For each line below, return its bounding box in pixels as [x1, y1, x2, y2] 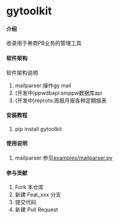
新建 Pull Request [14, 206, 58, 214]
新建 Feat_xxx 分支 [14, 191, 61, 199]
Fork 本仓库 [14, 184, 44, 191]
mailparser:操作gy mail [14, 82, 72, 89]
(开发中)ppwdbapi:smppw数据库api [14, 89, 103, 97]
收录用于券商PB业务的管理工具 [6, 40, 82, 47]
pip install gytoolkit [14, 125, 62, 133]
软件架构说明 [6, 69, 38, 76]
